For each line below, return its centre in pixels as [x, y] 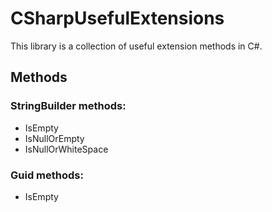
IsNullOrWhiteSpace [66, 149]
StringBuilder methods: [68, 106]
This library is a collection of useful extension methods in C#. [136, 46]
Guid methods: [47, 175]
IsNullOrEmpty [54, 138]
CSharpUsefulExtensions [117, 18]
